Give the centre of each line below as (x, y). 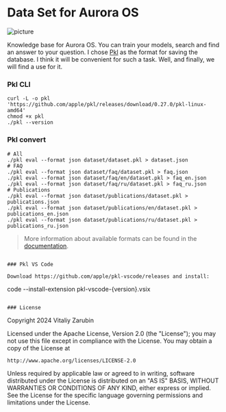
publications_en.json (38, 214)
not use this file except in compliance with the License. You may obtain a (110, 341)
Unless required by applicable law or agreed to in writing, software (101, 373)
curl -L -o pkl (29, 99)
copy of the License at (39, 348)
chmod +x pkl (26, 117)
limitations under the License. (49, 402)
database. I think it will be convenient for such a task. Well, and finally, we (111, 59)
